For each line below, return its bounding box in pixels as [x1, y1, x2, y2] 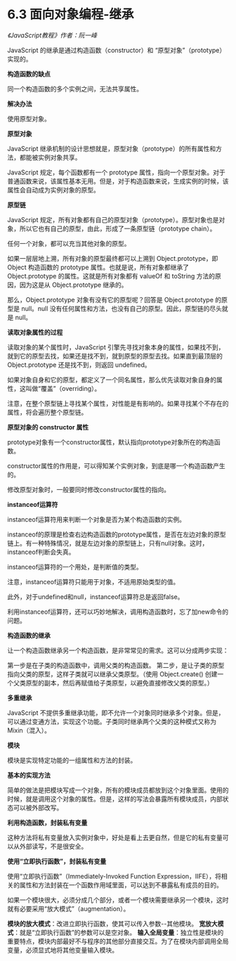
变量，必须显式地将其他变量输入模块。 [7, 946, 118, 954]
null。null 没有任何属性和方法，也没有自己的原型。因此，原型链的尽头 [20, 304, 223, 313]
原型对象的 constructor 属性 [7, 423, 89, 431]
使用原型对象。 [7, 114, 51, 123]
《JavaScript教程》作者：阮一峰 [7, 31, 97, 39]
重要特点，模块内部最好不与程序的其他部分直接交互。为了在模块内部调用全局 [7, 936, 229, 946]
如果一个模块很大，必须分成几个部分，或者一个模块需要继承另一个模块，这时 [7, 896, 229, 904]
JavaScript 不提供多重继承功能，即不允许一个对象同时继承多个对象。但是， [7, 708, 225, 717]
